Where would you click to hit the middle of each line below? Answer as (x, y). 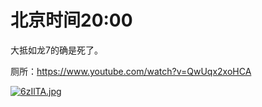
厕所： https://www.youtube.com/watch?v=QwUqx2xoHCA (131, 71)
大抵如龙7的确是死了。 (56, 50)
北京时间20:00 (71, 20)
